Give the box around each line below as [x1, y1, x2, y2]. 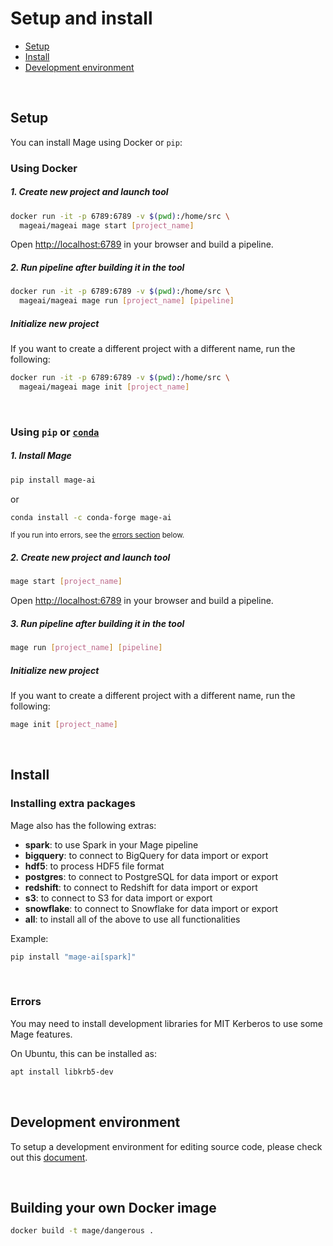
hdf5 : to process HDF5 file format [24, 860, 165, 872]
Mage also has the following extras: [10, 819, 157, 831]
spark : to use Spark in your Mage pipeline [24, 838, 199, 851]
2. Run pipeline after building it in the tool [10, 261, 185, 273]
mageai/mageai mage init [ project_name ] [19, 382, 190, 392]
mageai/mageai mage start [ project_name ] [19, 220, 195, 231]
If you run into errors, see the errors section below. [10, 530, 185, 541]
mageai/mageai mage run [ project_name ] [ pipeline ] [19, 296, 235, 306]
